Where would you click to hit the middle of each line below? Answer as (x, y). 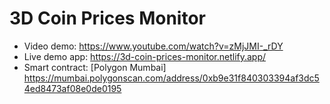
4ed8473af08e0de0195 (72, 88)
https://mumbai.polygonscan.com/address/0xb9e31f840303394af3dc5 (171, 78)
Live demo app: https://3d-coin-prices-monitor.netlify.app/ (145, 56)
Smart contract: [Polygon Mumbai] (95, 67)
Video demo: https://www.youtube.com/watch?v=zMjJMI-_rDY (153, 46)
